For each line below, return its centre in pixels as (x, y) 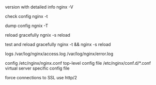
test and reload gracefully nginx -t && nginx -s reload (58, 44)
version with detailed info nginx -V (39, 7)
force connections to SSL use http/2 (41, 78)
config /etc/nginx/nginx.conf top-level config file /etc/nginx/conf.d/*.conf (78, 63)
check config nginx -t (26, 16)
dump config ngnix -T (27, 26)
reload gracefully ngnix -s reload (38, 35)
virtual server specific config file (37, 68)
